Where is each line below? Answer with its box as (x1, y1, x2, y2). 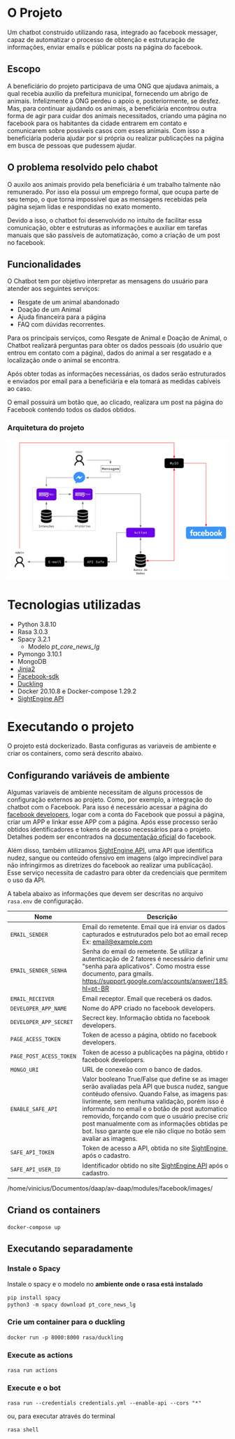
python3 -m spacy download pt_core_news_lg (7, 1301, 136, 1308)
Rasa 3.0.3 (17, 628, 48, 636)
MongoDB (17, 657, 47, 665)
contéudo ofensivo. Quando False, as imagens (82, 1090, 215, 1098)
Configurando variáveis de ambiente (7, 770, 170, 781)
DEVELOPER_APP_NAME (10, 1005, 67, 1012)
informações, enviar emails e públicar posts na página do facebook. (7, 43, 203, 51)
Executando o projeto (7, 718, 134, 735)
